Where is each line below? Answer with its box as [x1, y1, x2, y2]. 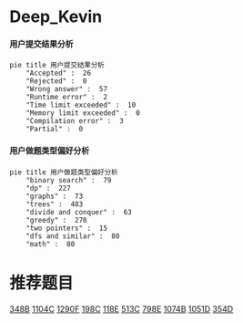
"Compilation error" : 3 [25, 117, 125, 126]
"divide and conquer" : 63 [25, 207, 132, 216]
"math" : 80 [25, 239, 76, 248]
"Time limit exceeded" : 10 [25, 100, 137, 110]
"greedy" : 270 [25, 215, 88, 224]
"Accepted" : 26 [25, 68, 92, 78]
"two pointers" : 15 [25, 224, 107, 233]
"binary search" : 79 [25, 175, 112, 184]
